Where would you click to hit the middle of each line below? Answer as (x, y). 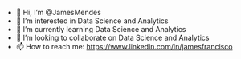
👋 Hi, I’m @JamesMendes (59, 12)
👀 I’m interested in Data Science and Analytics (92, 21)
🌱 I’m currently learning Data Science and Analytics (101, 29)
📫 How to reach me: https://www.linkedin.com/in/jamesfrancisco (124, 47)
